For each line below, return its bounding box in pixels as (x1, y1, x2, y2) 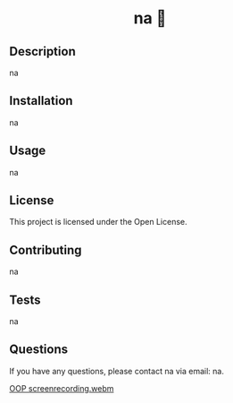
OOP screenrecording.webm (9, 382, 114, 393)
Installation (9, 93, 73, 108)
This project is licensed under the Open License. (9, 217, 187, 227)
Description (9, 44, 76, 59)
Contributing (9, 242, 82, 258)
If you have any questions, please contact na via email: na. (9, 365, 225, 376)
